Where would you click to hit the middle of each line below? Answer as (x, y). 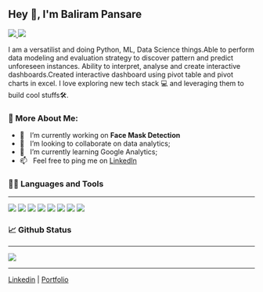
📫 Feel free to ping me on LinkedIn (78, 160)
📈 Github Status (40, 230)
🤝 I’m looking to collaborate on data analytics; (95, 144)
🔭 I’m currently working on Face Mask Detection (100, 135)
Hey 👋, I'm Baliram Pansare (75, 14)
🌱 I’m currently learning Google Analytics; (88, 152)
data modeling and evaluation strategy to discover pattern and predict (121, 58)
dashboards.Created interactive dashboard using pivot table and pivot (121, 74)
